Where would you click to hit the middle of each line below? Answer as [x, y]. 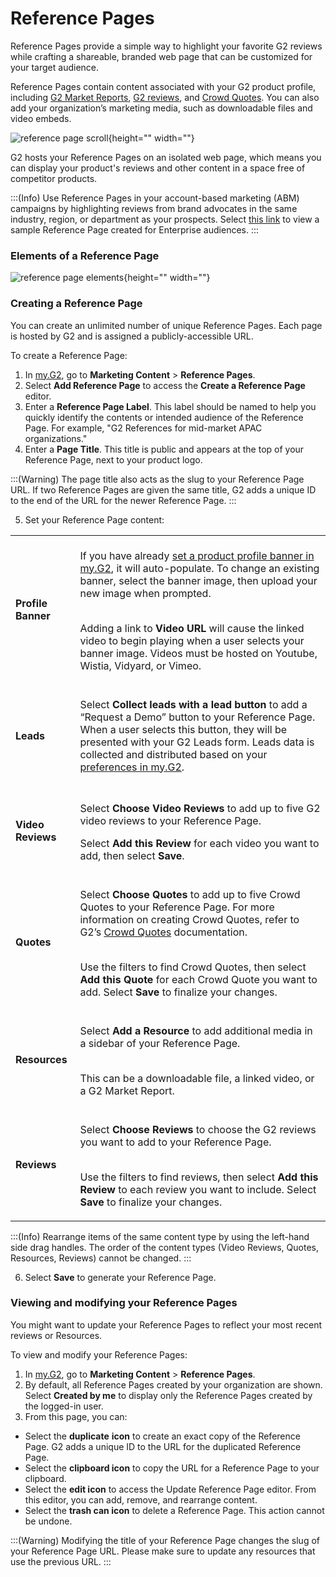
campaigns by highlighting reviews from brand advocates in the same [154, 208]
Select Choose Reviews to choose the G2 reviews [198, 1129]
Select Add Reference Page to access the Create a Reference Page [165, 385]
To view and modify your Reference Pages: [99, 1354]
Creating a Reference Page [76, 304]
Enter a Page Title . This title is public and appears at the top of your [164, 449]
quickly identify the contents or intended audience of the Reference [164, 417]
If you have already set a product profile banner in [197, 555]
